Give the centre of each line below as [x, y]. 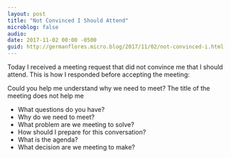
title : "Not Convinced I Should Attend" [68, 21]
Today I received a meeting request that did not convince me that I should [115, 67]
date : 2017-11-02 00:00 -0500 [52, 40]
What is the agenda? [48, 140]
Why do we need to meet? [56, 117]
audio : [17, 34]
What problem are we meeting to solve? [76, 124]
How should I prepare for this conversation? [82, 132]
